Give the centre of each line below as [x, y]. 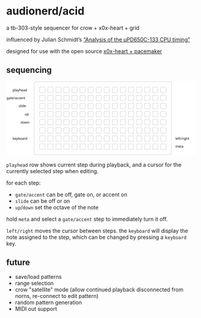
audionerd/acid [45, 11]
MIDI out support [36, 309]
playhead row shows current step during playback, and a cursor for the [94, 165]
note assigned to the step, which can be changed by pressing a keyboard [96, 237]
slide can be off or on [42, 201]
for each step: [23, 183]
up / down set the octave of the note [57, 207]
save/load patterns [38, 277]
